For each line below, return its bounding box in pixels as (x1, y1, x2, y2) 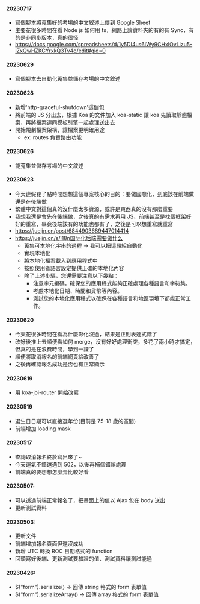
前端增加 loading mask (14, 425, 71, 432)
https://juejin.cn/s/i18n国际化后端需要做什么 (14, 234, 123, 242)
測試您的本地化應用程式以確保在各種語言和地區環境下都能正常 (32, 295, 186, 302)
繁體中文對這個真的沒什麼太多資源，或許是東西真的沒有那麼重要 (14, 206, 173, 213)
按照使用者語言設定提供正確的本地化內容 (23, 265, 124, 272)
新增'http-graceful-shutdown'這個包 (14, 103, 105, 111)
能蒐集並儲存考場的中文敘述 (14, 162, 84, 169)
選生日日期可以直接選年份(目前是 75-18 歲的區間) (14, 417, 136, 424)
